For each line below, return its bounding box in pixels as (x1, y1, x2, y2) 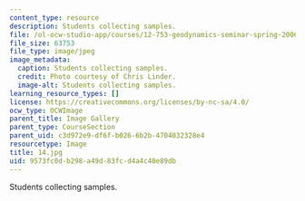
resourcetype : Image (9, 139, 88, 148)
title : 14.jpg (9, 148, 64, 157)
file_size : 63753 (9, 38, 75, 48)
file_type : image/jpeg (9, 47, 95, 56)
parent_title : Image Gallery (9, 114, 120, 123)
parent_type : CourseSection (9, 123, 116, 132)
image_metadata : (9, 55, 71, 64)
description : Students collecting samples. (9, 22, 177, 31)
